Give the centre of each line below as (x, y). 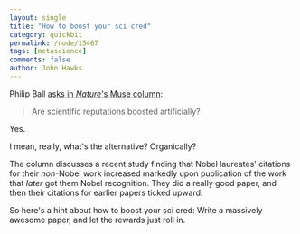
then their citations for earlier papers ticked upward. (106, 192)
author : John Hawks (46, 69)
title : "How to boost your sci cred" (80, 26)
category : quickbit (46, 34)
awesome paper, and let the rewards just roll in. (98, 220)
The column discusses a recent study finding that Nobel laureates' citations (150, 164)
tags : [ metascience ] (48, 51)
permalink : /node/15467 (54, 43)
